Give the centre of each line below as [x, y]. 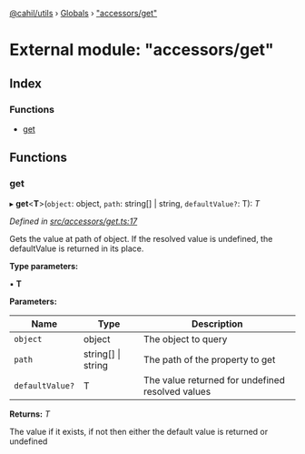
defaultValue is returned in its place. [77, 248]
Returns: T [30, 414]
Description [217, 324]
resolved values [177, 391]
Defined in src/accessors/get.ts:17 [74, 221]
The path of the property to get [210, 359]
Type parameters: [44, 266]
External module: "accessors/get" [142, 50]
